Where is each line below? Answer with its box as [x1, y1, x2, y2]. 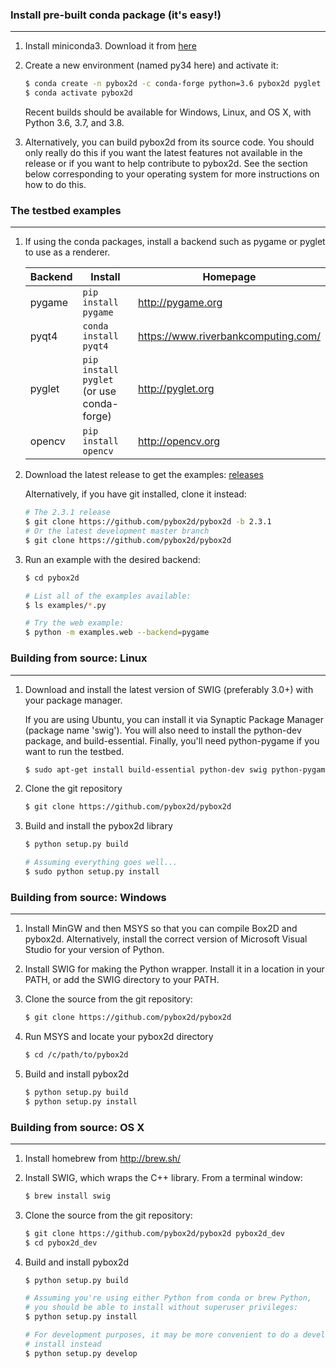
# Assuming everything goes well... [24, 858, 178, 868]
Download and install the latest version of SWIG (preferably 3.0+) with [24, 683, 314, 695]
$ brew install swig [24, 1191, 111, 1201]
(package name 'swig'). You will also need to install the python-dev [24, 724, 302, 736]
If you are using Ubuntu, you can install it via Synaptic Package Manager [24, 713, 324, 725]
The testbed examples [10, 203, 122, 217]
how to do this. [24, 179, 87, 191]
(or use [82, 384, 117, 398]
